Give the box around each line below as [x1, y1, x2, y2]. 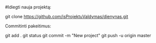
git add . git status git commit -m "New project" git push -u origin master [5, 33, 152, 38]
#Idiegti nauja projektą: [5, 4, 51, 10]
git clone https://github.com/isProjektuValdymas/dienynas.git [5, 14, 129, 19]
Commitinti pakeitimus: [5, 23, 51, 29]
